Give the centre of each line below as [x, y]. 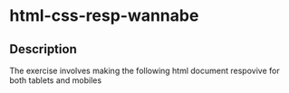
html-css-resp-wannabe [104, 16]
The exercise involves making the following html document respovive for [144, 70]
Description [43, 49]
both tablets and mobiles [56, 80]
